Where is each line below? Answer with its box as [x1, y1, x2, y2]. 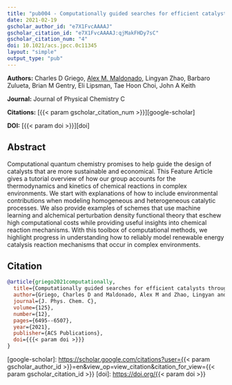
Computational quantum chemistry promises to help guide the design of [7, 159, 212, 168]
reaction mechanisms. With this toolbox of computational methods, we [7, 226, 208, 234]
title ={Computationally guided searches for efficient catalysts [13, 285, 206, 292]
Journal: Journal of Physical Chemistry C [7, 95, 126, 103]
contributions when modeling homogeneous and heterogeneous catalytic [7, 196, 216, 204]
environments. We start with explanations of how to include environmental [7, 189, 218, 197]
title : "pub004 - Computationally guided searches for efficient [7, 10, 199, 17]
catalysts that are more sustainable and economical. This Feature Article [7, 167, 213, 175]
